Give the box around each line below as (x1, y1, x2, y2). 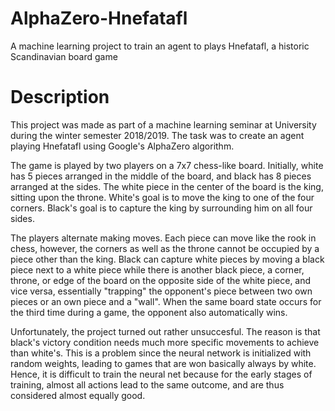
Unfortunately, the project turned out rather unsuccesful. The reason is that (10, 325, 321, 337)
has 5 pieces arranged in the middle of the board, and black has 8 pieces (10, 170, 312, 182)
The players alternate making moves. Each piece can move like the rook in (10, 232, 317, 244)
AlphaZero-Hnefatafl (10, 7, 188, 30)
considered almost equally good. (10, 389, 146, 401)
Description (10, 86, 110, 109)
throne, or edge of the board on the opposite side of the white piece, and (10, 274, 312, 286)
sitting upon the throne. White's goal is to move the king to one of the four (10, 191, 315, 203)
